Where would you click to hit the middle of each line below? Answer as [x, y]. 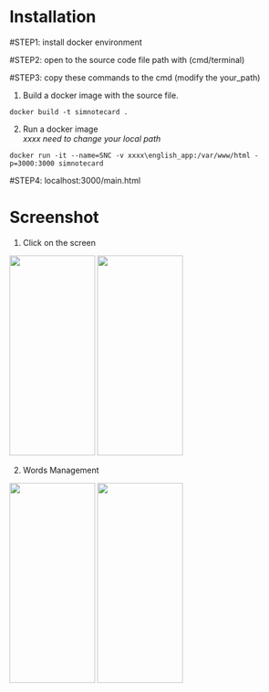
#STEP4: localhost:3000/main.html [75, 180]
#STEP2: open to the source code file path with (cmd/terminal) [127, 59]
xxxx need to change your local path [92, 138]
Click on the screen [59, 242]
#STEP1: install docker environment [76, 42]
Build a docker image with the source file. [101, 95]
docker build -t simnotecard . [69, 112]
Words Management [61, 470]
